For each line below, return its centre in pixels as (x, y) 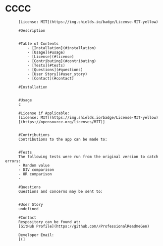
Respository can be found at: (49, 222)
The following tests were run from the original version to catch (88, 157)
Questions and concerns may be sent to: (60, 191)
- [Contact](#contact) (51, 78)
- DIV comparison (36, 169)
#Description (32, 30)
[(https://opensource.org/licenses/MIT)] (62, 122)
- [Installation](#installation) (62, 48)
